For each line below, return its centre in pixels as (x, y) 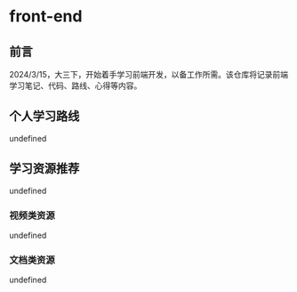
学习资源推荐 (44, 169)
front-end (46, 16)
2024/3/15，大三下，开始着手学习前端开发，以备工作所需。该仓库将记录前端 (149, 74)
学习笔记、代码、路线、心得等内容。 (76, 85)
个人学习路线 (44, 116)
